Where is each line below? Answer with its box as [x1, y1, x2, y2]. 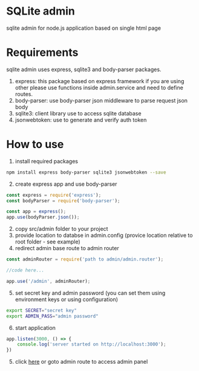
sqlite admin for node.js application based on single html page [6, 24, 161, 32]
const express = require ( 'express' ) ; [6, 192, 102, 198]
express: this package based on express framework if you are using [15, 77, 184, 84]
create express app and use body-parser [15, 180, 117, 188]
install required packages [15, 157, 79, 165]
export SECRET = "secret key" [6, 307, 77, 313]
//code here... [6, 267, 45, 274]
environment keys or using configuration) [15, 296, 119, 303]
